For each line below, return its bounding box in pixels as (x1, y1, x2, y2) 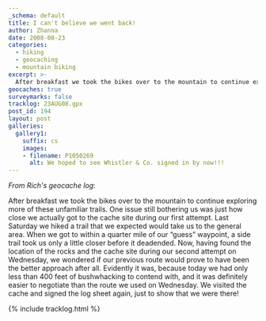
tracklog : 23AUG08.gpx (8, 100, 83, 108)
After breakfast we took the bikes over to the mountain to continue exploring (8, 196, 257, 206)
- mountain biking (15, 63, 77, 71)
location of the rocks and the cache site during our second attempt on (8, 246, 237, 256)
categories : (8, 41, 47, 49)
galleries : (8, 122, 44, 130)
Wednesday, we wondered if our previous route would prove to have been (8, 255, 249, 265)
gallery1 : (15, 129, 47, 137)
